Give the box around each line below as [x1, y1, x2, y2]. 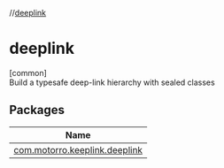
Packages [9, 103, 65, 118]
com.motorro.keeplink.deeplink [13, 143, 143, 156]
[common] [9, 67, 47, 78]
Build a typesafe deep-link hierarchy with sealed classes [9, 77, 215, 88]
